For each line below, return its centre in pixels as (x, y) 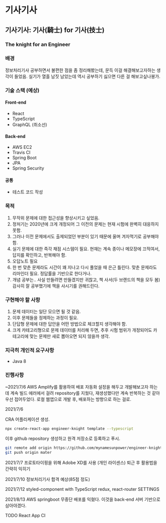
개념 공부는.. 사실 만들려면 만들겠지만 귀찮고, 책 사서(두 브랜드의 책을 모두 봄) (86, 279)
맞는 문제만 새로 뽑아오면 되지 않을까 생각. (70, 336)
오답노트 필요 (25, 261)
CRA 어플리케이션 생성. (27, 419)
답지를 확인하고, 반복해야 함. (39, 255)
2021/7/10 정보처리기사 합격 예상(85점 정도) (48, 479)
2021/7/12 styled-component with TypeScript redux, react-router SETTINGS (82, 489)
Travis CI (21, 153)
